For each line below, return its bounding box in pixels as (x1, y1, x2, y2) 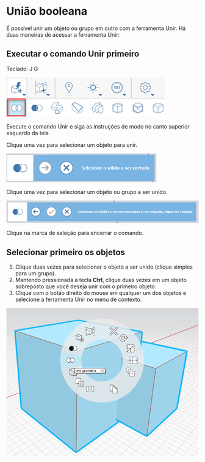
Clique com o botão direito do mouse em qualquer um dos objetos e (15, 289, 187, 297)
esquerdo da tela (6, 129, 49, 136)
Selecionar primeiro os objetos (6, 247, 126, 258)
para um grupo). (15, 270, 56, 277)
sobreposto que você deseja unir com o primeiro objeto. (15, 283, 157, 290)
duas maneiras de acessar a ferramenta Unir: (6, 31, 120, 38)
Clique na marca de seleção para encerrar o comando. (6, 229, 144, 237)
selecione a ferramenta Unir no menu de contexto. (15, 296, 142, 304)
